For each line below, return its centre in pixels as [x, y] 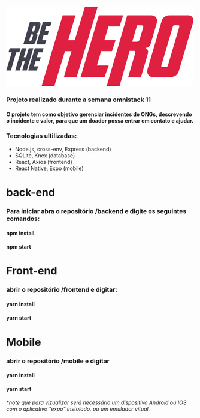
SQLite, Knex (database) [45, 155]
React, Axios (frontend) [44, 162]
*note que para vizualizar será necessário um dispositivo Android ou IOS [96, 402]
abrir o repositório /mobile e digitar [58, 361]
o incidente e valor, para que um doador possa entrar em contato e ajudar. [100, 120]
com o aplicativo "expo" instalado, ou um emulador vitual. [78, 409]
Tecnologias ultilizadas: [42, 136]
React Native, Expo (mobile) [49, 168]
